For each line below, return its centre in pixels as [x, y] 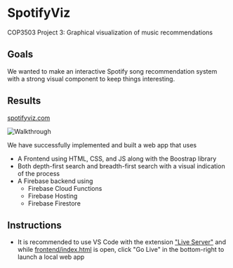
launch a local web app [51, 257]
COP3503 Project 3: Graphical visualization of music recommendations [110, 32]
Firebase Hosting [53, 196]
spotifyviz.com [29, 118]
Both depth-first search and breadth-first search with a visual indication [121, 166]
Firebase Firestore [54, 203]
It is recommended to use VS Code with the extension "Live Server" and [122, 242]
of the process [39, 173]
